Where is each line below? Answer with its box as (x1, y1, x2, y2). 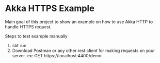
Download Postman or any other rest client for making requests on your (12, 48, 155, 53)
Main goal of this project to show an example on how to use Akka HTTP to (5, 19, 153, 25)
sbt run (12, 42, 27, 48)
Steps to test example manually (5, 33, 68, 39)
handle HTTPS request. (5, 24, 52, 29)
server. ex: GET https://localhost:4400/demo (12, 52, 102, 58)
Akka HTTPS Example (5, 3, 95, 14)
